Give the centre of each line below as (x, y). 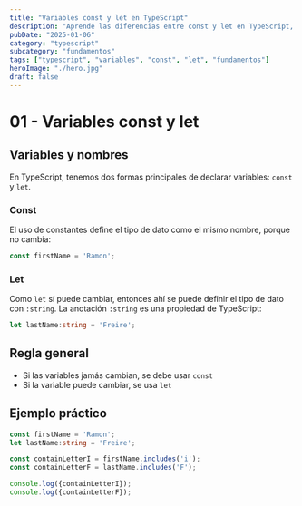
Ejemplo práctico (58, 414)
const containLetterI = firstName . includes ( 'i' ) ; (105, 459)
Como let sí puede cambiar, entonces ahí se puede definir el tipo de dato (146, 299)
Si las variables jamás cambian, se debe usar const (117, 375)
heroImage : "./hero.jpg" (56, 69)
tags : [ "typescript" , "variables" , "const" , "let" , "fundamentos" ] (140, 60)
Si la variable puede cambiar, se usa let (97, 384)
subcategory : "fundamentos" (63, 52)
